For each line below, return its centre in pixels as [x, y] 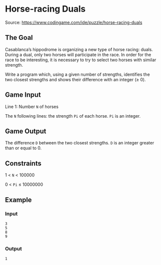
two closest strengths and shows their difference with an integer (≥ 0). [75, 79]
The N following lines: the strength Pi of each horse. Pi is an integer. [73, 116]
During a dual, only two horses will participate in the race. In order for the [78, 54]
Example [18, 200]
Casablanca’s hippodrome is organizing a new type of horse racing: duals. [79, 49]
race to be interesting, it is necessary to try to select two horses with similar [81, 60]
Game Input [23, 95]
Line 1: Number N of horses [32, 106]
